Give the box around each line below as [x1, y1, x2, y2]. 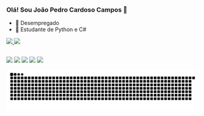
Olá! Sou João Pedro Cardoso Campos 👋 [6, 5, 128, 14]
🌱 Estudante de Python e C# [15, 26, 87, 33]
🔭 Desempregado [15, 20, 60, 27]
